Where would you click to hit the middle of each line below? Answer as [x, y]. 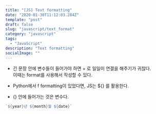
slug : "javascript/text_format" [40, 29]
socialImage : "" [23, 53]
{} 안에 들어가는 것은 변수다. [41, 97]
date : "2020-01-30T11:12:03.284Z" [42, 15]
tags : [11, 39]
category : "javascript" [31, 34]
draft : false [19, 24]
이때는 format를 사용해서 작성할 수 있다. [53, 74]
